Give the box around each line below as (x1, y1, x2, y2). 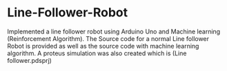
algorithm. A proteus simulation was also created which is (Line (7, 49, 187, 57)
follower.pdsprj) (7, 56, 52, 64)
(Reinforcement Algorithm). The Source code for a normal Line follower (7, 34, 209, 42)
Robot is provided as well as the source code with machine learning (7, 42, 199, 50)
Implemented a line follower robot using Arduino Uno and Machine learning (7, 27, 221, 35)
